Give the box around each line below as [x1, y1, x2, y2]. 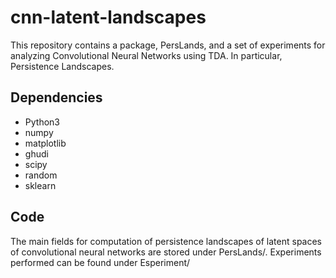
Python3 [24, 116, 60, 128]
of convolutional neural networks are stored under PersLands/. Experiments [10, 246, 322, 258]
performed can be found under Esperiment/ [10, 256, 191, 268]
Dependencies [10, 89, 103, 106]
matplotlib [24, 137, 67, 149]
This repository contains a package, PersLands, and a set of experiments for [10, 39, 326, 51]
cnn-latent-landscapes [10, 6, 207, 29]
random [24, 169, 58, 181]
